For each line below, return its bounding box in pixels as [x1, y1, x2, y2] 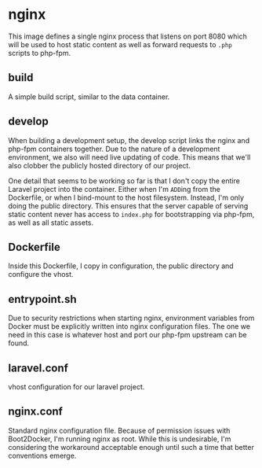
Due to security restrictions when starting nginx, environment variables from [8, 313, 255, 323]
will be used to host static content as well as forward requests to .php [8, 39, 233, 49]
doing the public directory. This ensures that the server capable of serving [8, 201, 249, 210]
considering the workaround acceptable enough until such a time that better [8, 442, 255, 451]
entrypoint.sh [8, 293, 77, 306]
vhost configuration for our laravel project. [8, 382, 145, 391]
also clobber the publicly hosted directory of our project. [8, 160, 191, 170]
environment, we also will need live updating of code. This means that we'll [8, 152, 251, 162]
